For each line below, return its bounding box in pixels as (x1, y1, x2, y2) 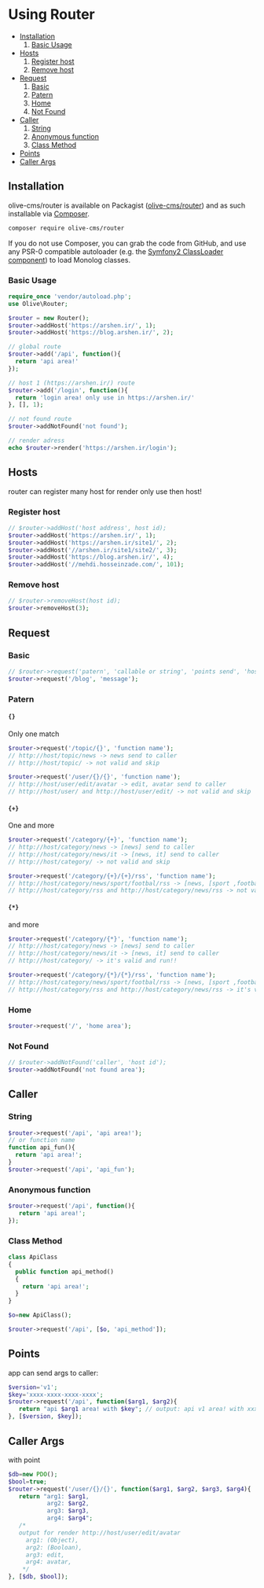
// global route (8, 343, 61, 351)
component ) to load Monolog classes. (8, 255, 131, 264)
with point (8, 1455, 41, 1465)
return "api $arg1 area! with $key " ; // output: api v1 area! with (18, 1406, 244, 1413)
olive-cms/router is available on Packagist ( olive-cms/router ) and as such (8, 201, 246, 210)
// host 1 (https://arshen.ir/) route (8, 379, 135, 387)
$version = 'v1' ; (8, 1383, 58, 1391)
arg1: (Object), (25, 1536, 79, 1544)
